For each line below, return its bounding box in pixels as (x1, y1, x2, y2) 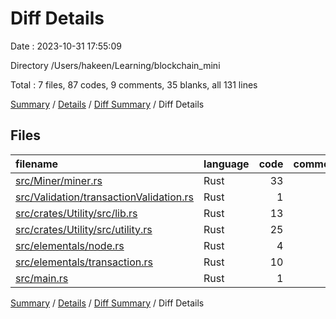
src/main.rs (15, 271, 69, 285)
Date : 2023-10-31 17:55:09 (10, 40, 122, 52)
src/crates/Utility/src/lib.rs (15, 206, 138, 220)
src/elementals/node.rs (15, 238, 125, 252)
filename (15, 157, 59, 171)
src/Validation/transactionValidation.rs (15, 190, 195, 204)
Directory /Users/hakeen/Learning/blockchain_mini (10, 59, 221, 71)
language (203, 157, 250, 171)
